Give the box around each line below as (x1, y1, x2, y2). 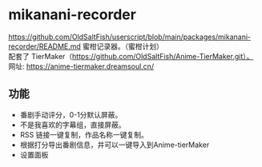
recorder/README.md (8, 42, 82, 51)
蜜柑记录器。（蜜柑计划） (83, 42, 164, 51)
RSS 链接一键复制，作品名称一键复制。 (19, 129, 148, 139)
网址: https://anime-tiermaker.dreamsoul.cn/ (8, 62, 155, 71)
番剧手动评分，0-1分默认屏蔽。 (19, 109, 123, 119)
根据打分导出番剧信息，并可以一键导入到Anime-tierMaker (19, 140, 210, 149)
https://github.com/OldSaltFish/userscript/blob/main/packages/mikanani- (8, 32, 252, 42)
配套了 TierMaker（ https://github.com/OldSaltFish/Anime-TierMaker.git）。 (8, 51, 254, 61)
